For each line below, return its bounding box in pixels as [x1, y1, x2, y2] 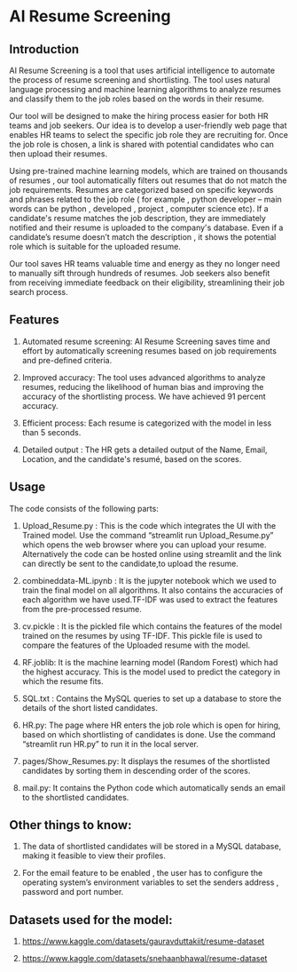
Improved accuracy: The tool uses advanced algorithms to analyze [21, 371, 266, 383]
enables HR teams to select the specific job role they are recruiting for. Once [9, 130, 289, 139]
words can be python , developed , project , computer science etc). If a [9, 203, 269, 214]
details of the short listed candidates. [21, 702, 158, 713]
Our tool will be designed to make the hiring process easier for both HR [9, 111, 269, 121]
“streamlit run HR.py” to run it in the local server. [21, 738, 199, 749]
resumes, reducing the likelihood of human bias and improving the [21, 381, 264, 392]
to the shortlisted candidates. [21, 792, 129, 802]
